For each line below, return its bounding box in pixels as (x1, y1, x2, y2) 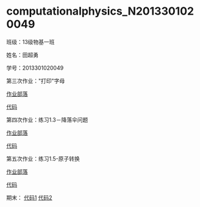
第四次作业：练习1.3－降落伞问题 (6, 116, 88, 123)
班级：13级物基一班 (6, 38, 55, 45)
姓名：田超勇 (6, 51, 38, 59)
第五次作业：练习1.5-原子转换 (6, 154, 80, 162)
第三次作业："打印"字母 (6, 77, 65, 84)
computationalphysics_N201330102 (6, 4, 194, 18)
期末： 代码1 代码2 (6, 194, 53, 201)
